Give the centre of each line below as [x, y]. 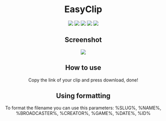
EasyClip [83, 9]
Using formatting [83, 95]
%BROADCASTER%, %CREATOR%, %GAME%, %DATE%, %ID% [83, 113]
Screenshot [83, 40]
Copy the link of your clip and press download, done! [83, 80]
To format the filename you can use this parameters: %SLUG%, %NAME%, [83, 108]
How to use [83, 68]
